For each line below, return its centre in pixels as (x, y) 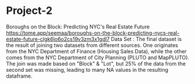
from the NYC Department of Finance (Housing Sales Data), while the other (96, 51)
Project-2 (29, 11)
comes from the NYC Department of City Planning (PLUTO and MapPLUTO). (98, 57)
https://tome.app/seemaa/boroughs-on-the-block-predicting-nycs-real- (93, 32)
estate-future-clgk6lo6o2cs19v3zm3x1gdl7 (58, 39)
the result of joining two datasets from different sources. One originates (92, 45)
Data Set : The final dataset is (146, 39)
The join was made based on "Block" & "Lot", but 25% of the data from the (96, 63)
